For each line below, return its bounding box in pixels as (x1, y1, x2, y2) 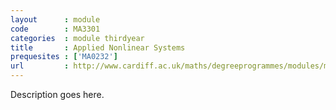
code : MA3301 (10, 24, 101, 34)
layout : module (10, 14, 101, 25)
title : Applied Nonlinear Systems (10, 42, 186, 53)
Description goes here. (10, 89, 105, 100)
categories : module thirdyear (10, 33, 145, 43)
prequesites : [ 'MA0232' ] (10, 52, 118, 62)
